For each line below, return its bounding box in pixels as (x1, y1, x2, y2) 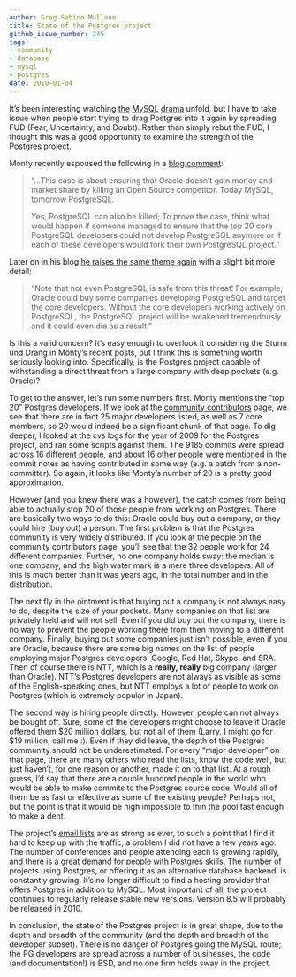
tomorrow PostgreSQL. (30, 194, 115, 204)
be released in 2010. (9, 903, 83, 913)
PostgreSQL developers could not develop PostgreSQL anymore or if (30, 229, 282, 240)
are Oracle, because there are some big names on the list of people (9, 642, 254, 653)
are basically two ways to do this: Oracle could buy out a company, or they (9, 512, 281, 523)
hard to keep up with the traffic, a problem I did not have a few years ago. (9, 837, 277, 848)
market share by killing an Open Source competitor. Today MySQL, (30, 184, 274, 195)
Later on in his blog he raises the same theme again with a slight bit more (9, 256, 276, 266)
